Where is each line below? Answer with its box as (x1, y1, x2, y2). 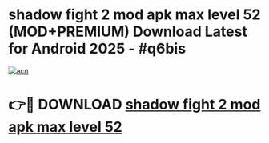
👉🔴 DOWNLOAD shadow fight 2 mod (8, 96, 261, 113)
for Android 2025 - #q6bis (8, 40, 187, 58)
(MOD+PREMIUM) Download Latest (8, 22, 248, 41)
